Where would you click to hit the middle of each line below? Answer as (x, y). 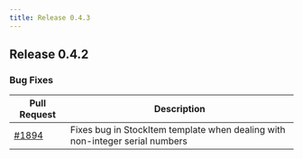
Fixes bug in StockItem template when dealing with (178, 130)
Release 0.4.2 (49, 55)
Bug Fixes (32, 79)
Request (38, 115)
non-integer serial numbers (129, 141)
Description (179, 109)
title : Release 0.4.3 (50, 18)
